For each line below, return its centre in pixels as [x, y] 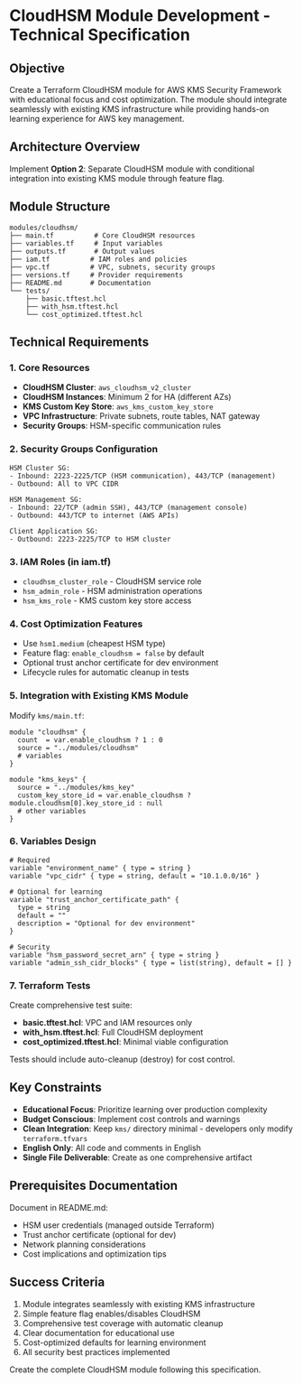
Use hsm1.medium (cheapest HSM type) [94, 644]
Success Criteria [57, 1282]
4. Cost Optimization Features [76, 624]
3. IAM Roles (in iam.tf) [60, 562]
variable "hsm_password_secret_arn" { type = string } [114, 955]
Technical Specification [100, 35]
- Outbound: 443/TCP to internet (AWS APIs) [94, 516]
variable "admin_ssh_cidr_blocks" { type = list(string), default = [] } [151, 962]
